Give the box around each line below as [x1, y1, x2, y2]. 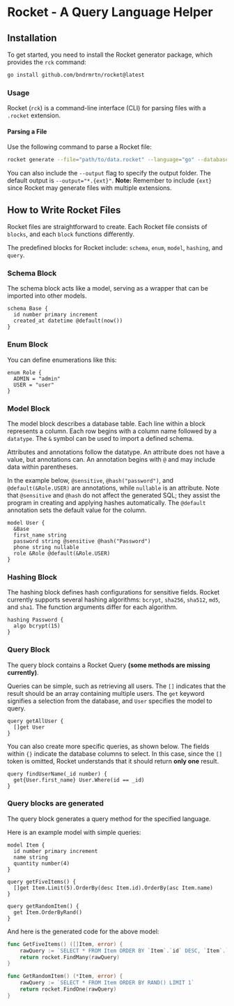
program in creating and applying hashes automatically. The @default [7, 498, 206, 506]
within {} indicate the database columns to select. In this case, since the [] [7, 749, 223, 758]
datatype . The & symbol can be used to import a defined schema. [7, 434, 194, 442]
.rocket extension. [7, 111, 61, 119]
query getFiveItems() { [7, 878, 77, 885]
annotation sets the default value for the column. [7, 506, 147, 514]
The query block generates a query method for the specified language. [7, 815, 211, 823]
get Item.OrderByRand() [13, 909, 82, 916]
